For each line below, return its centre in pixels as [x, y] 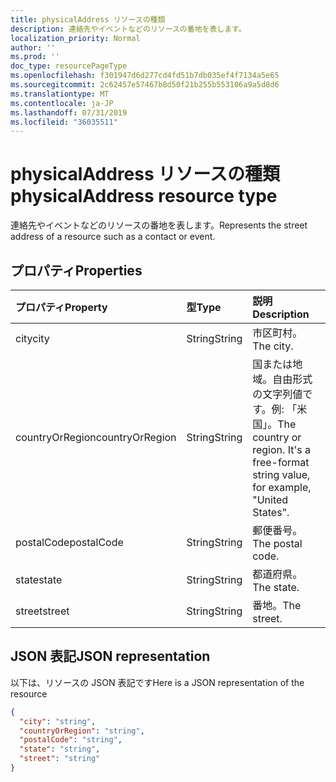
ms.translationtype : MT [60, 94]
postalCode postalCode [69, 542]
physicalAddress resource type [144, 196]
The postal [277, 543]
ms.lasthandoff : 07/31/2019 [69, 112]
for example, [282, 487]
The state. [276, 587]
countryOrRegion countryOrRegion [96, 437]
